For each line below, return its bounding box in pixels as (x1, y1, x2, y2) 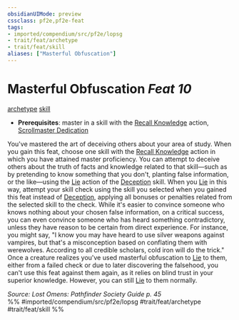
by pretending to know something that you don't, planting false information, (7, 170, 230, 178)
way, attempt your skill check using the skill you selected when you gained (7, 185, 227, 193)
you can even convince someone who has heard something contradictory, (7, 215, 226, 224)
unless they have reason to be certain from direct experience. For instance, (7, 222, 228, 232)
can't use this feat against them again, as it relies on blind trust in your (7, 268, 214, 277)
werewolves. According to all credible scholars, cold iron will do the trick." (7, 245, 225, 254)
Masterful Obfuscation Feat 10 (7, 81, 192, 97)
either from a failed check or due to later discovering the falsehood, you (7, 261, 219, 269)
